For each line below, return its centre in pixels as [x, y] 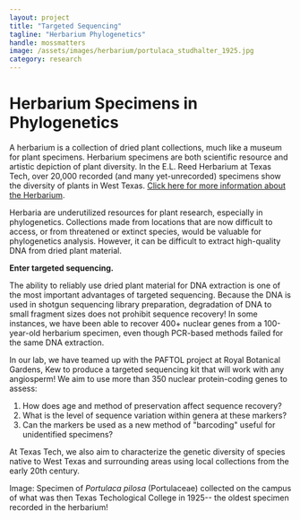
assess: [23, 388]
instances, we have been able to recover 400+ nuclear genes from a [136, 323]
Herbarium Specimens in [104, 104]
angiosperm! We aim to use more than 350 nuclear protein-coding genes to [149, 378]
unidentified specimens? [68, 434]
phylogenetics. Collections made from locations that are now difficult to [141, 221]
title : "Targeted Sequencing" [66, 26]
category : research [46, 59]
